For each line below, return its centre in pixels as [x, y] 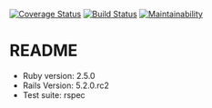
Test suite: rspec [54, 94]
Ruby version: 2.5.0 [59, 75]
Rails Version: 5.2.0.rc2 [66, 85]
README [44, 51]
